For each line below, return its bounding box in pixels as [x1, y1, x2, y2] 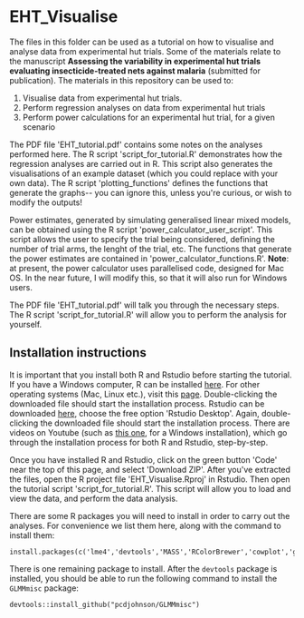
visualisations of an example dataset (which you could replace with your [9, 168, 279, 179]
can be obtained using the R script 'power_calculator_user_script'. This [9, 224, 273, 235]
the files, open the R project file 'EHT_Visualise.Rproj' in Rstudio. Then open [9, 474, 291, 485]
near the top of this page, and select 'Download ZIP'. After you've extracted [9, 464, 291, 475]
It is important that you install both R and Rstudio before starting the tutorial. [9, 369, 292, 380]
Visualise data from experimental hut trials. [22, 93, 183, 103]
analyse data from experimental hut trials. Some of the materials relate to [9, 45, 281, 56]
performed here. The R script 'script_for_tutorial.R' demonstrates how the [9, 148, 283, 160]
